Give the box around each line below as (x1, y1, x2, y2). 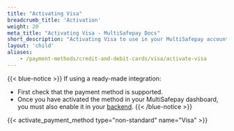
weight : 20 (7, 23, 39, 30)
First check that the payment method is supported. (17, 87, 164, 96)
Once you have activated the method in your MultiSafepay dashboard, (17, 95, 219, 103)
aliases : (7, 49, 33, 56)
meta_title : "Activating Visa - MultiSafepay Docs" (7, 29, 160, 37)
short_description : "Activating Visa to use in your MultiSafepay (7, 36, 204, 43)
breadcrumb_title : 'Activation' (7, 17, 101, 24)
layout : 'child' (7, 42, 54, 49)
